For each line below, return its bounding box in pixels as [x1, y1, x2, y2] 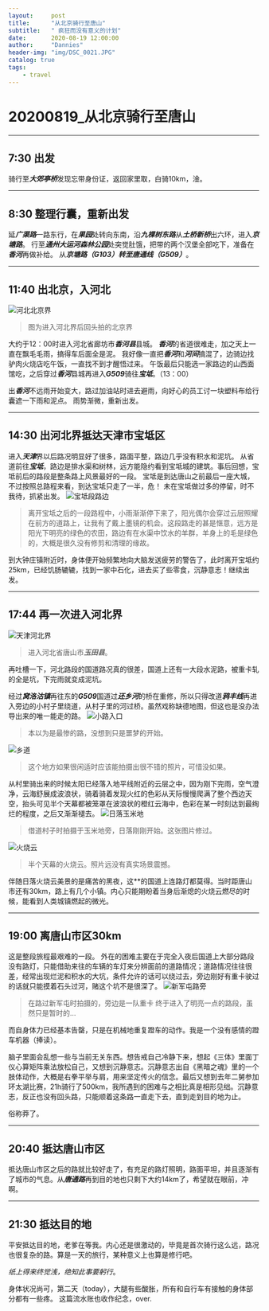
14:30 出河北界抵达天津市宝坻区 [8, 429, 166, 443]
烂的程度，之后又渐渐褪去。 [8, 809, 99, 818]
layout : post [8, 11, 66, 20]
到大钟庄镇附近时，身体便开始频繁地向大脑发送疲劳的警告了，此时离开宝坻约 [8, 555, 259, 564]
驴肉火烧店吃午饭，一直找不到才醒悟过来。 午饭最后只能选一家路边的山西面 [8, 359, 255, 369]
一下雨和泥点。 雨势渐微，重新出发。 [21, 396, 143, 405]
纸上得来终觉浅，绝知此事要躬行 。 [8, 1267, 120, 1277]
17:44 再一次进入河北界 [8, 608, 123, 622]
